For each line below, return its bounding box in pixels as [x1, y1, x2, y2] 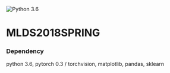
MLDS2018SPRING [6, 26, 100, 39]
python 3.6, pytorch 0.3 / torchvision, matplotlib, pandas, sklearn [6, 61, 165, 68]
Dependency [6, 47, 45, 55]
